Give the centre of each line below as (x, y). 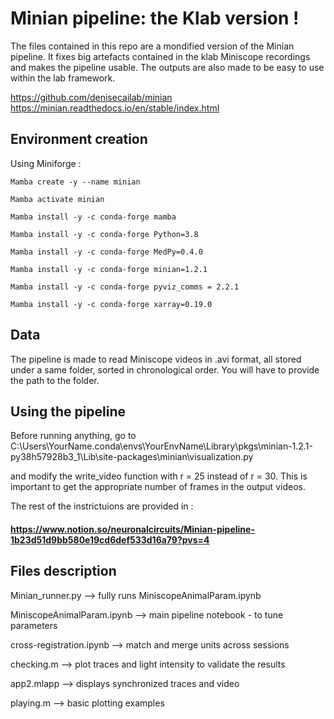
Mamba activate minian (57, 199)
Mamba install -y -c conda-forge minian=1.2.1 (109, 269)
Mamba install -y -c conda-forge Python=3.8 (104, 234)
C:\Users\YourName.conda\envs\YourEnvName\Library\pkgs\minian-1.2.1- (161, 446)
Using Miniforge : (46, 163)
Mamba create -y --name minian (75, 182)
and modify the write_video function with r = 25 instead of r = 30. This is (159, 476)
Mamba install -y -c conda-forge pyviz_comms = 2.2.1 (125, 287)
